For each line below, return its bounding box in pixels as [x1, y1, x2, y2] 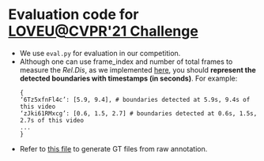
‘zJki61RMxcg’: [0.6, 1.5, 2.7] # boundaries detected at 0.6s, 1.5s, [19, 109, 258, 118]
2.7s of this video [19, 116, 85, 124]
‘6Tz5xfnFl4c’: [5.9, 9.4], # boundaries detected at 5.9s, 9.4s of [19, 95, 251, 103]
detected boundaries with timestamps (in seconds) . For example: [19, 73, 238, 83]
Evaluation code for [8, 6, 139, 24]
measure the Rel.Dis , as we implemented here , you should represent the [19, 65, 257, 74]
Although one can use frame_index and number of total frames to [19, 57, 233, 66]
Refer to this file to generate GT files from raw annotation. [19, 144, 208, 153]
